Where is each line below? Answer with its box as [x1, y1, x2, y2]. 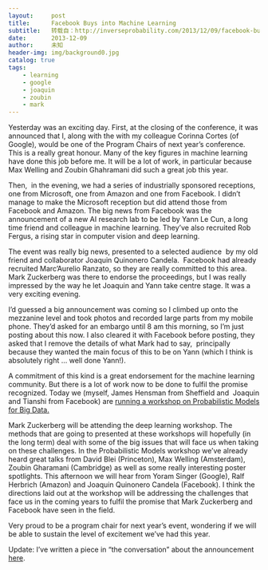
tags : [8, 64, 26, 72]
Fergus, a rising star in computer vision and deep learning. [8, 232, 200, 241]
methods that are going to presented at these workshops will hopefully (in [8, 429, 251, 439]
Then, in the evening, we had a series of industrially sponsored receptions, [8, 180, 256, 190]
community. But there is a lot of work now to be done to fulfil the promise [8, 380, 249, 390]
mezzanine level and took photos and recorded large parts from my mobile [8, 313, 254, 323]
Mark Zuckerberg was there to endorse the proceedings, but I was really [8, 272, 246, 282]
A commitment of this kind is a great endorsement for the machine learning [8, 371, 255, 381]
